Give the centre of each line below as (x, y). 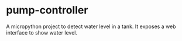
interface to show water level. (42, 32)
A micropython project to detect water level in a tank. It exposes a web (91, 26)
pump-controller (47, 10)
